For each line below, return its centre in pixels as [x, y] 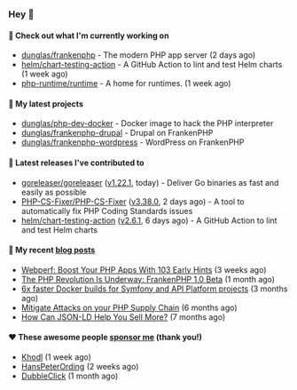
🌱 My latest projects [46, 103]
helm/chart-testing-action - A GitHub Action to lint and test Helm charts [152, 65]
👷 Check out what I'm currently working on [89, 36]
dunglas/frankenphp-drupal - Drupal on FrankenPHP [117, 133]
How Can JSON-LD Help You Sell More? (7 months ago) [123, 317]
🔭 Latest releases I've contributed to [76, 163]
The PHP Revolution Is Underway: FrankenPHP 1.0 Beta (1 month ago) [148, 279]
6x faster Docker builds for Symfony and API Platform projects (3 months [154, 289]
